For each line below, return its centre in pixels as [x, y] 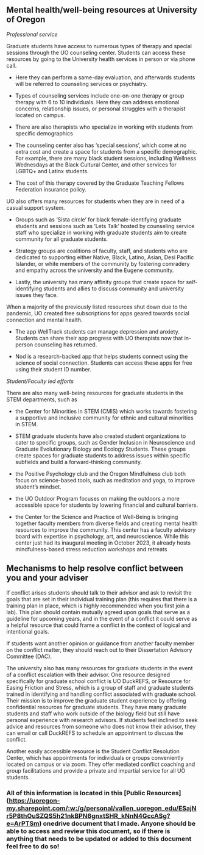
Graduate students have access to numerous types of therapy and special [99, 46]
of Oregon [26, 20]
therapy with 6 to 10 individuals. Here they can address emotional [97, 102]
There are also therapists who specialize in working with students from [104, 127]
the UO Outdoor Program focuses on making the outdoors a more [97, 498]
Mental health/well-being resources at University [102, 10]
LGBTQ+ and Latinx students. [52, 171]
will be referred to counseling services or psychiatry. [81, 84]
